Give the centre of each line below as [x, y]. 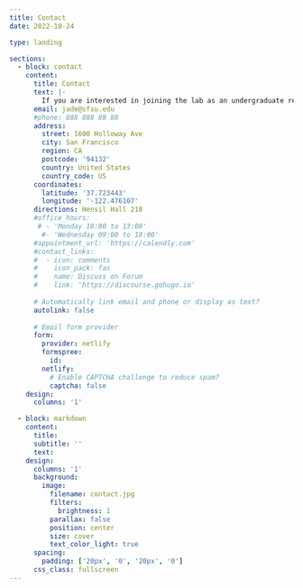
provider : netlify [76, 344]
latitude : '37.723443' [84, 193]
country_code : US [74, 176]
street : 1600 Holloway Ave [92, 134]
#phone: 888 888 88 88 [76, 117]
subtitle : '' [58, 444]
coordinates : [58, 184]
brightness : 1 [84, 510]
